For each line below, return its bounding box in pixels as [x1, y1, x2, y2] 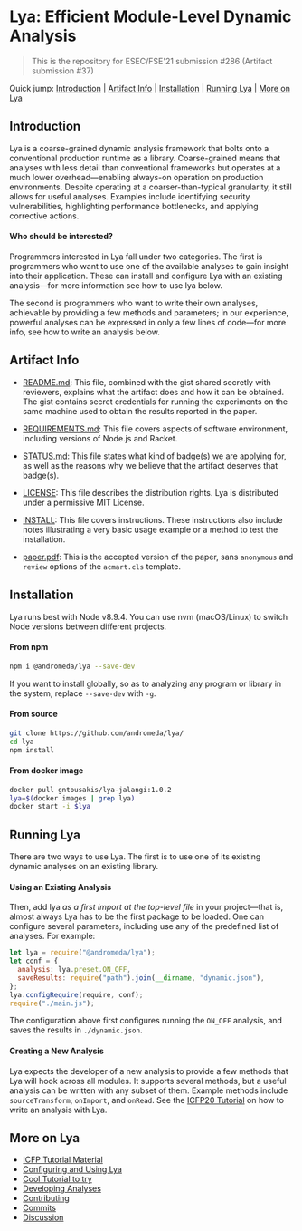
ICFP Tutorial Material [22, 1154, 104, 1166]
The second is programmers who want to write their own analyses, [9, 297, 259, 308]
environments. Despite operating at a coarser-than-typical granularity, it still [9, 181, 292, 192]
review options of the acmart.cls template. [22, 560, 181, 572]
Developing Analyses [22, 1183, 102, 1194]
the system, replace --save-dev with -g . [9, 687, 156, 699]
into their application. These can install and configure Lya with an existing [9, 270, 283, 281]
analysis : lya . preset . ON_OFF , [17, 965, 131, 974]
